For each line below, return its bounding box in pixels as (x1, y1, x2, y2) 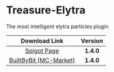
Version (80, 36, 103, 44)
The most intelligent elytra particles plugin (6, 23, 109, 30)
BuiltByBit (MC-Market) (9, 56, 76, 64)
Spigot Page (25, 46, 59, 54)
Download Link (20, 36, 64, 44)
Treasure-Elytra (6, 4, 86, 17)
